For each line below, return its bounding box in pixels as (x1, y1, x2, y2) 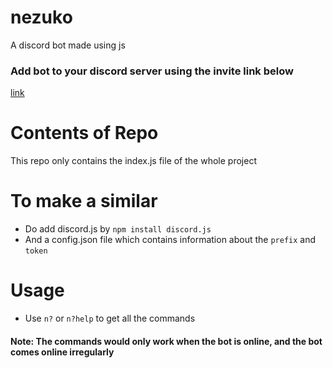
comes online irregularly (10, 346, 115, 358)
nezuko (10, 6, 73, 29)
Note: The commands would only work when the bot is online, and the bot (10, 335, 323, 347)
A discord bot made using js (10, 39, 126, 51)
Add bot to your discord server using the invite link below (10, 64, 294, 78)
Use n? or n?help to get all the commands (24, 312, 196, 325)
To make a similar (10, 190, 158, 213)
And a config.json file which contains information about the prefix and (24, 234, 317, 246)
